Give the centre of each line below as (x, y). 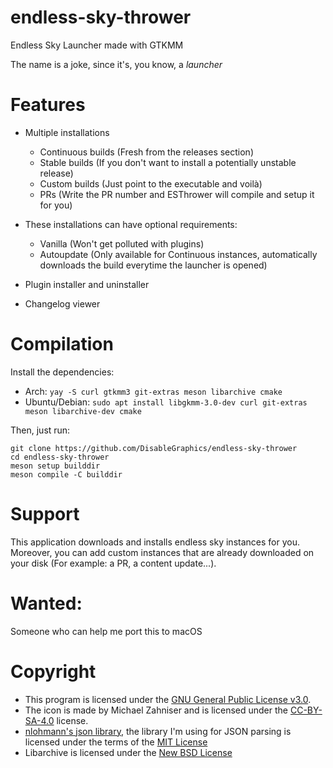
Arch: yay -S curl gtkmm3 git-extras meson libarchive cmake (153, 391)
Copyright (53, 671)
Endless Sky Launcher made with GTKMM (97, 45)
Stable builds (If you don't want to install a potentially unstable (168, 162)
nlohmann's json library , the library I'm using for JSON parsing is (158, 731)
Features (48, 105)
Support (45, 514)
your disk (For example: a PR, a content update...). (113, 563)
